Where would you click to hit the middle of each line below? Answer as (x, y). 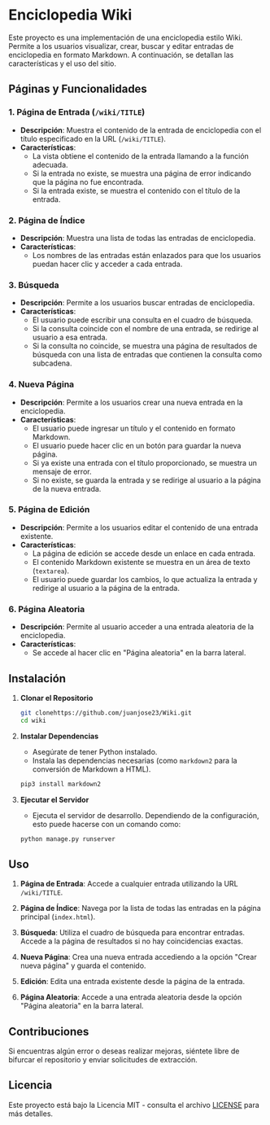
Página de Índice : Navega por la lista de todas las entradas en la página (141, 908)
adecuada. (50, 164)
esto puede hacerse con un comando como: (107, 824)
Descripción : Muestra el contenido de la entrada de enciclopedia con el (141, 130)
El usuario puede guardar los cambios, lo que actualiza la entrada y (145, 579)
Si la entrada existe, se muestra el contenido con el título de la (136, 190)
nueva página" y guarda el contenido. (83, 965)
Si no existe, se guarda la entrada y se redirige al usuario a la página (147, 480)
